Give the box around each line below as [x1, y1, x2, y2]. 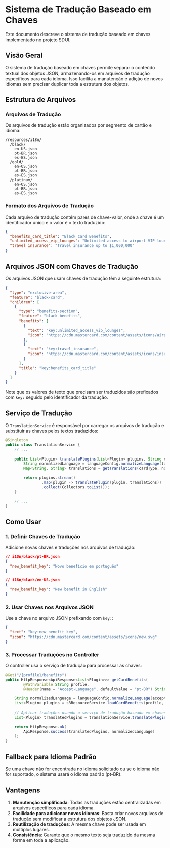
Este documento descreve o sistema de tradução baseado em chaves [5, 31, 151, 37]
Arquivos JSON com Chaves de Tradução [5, 262, 138, 271]
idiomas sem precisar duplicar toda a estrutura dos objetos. [5, 81, 130, 87]
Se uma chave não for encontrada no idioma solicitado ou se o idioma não [5, 766, 160, 772]
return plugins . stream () [23, 475, 76, 480]
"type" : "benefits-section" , [18, 309, 80, 314]
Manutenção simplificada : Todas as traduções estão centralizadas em [12, 799, 161, 805]
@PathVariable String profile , [23, 682, 90, 687]
